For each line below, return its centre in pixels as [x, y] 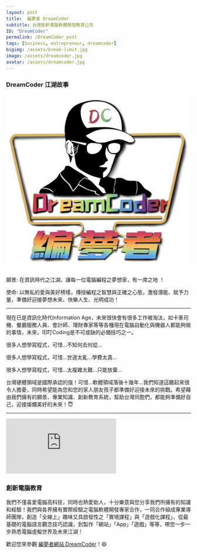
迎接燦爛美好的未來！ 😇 [45, 404]
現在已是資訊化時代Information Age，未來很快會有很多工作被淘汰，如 [90, 318]
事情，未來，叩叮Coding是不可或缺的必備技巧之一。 [74, 332]
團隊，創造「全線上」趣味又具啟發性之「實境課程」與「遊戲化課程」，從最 [100, 517]
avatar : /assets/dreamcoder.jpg [45, 62]
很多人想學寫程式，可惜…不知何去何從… [54, 345]
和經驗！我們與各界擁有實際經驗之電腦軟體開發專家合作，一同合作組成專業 [96, 509]
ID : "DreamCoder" [27, 31]
